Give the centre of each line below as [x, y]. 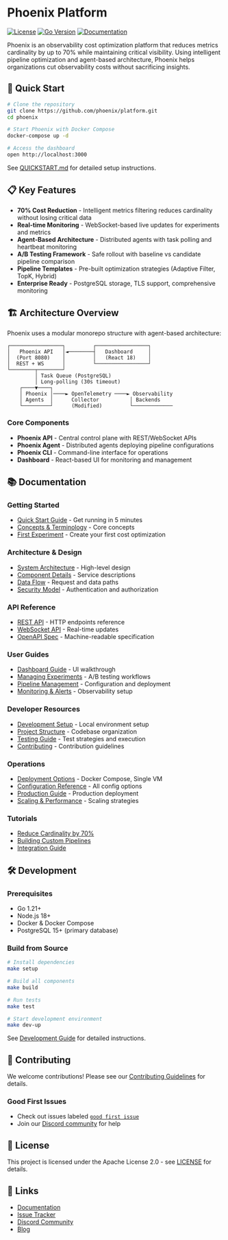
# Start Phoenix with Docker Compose [61, 129]
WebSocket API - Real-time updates [68, 629]
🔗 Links [23, 1191]
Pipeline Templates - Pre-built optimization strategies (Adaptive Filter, [116, 269]
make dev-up [24, 1025]
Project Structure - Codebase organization [77, 731]
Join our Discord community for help [69, 1124]
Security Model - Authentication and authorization [88, 589]
